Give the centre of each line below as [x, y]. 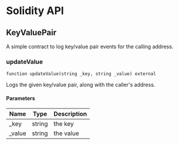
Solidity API [35, 11]
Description [70, 114]
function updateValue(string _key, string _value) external [81, 74]
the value [66, 133]
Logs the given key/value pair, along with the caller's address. [81, 85]
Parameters [21, 98]
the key [64, 123]
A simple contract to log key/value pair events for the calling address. [90, 46]
